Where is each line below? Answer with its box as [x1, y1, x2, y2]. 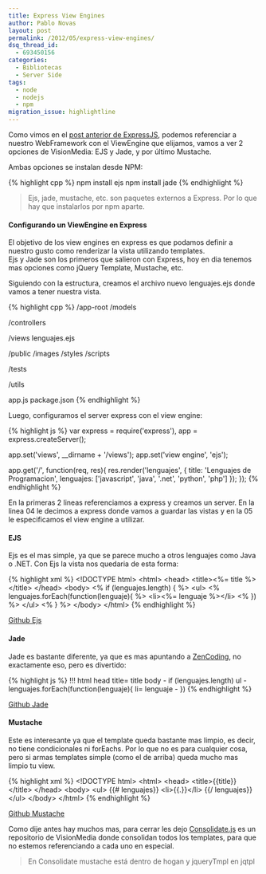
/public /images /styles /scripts [8, 348, 110, 359]
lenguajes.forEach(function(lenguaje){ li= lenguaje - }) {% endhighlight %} [8, 683, 252, 694]
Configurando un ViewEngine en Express [8, 220, 147, 230]
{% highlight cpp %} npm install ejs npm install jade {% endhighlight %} [8, 178, 244, 187]
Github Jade [8, 699, 49, 709]
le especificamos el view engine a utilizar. [8, 515, 145, 525]
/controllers [8, 318, 46, 328]
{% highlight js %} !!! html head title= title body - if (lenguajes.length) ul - [8, 675, 247, 685]
